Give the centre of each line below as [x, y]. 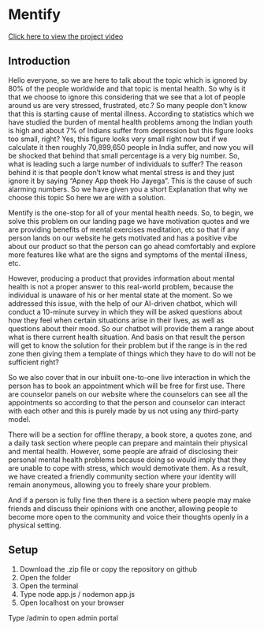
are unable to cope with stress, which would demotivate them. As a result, [128, 468]
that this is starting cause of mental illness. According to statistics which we [131, 114]
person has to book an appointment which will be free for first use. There [127, 386]
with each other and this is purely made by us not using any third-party [123, 411]
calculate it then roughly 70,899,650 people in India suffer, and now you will [131, 147]
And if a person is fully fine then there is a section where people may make [130, 500]
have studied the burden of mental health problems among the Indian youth [131, 122]
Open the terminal [49, 586]
